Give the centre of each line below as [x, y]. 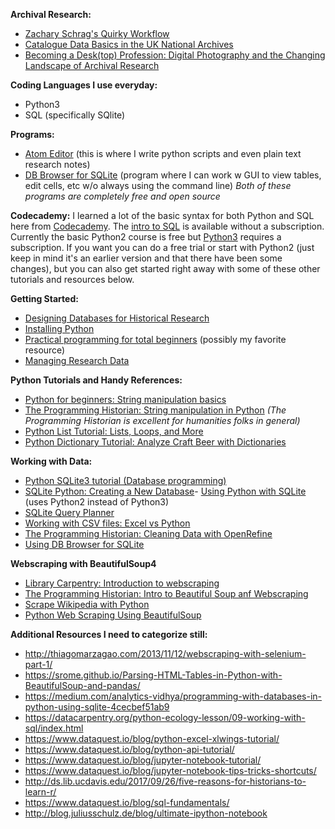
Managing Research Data [77, 360]
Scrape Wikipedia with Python [87, 604]
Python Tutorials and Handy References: [96, 380]
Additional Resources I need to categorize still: [109, 634]
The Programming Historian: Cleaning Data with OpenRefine [148, 533]
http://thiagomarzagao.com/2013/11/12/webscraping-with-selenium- [165, 653]
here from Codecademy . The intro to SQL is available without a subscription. [167, 226]
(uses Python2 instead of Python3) [97, 502]
